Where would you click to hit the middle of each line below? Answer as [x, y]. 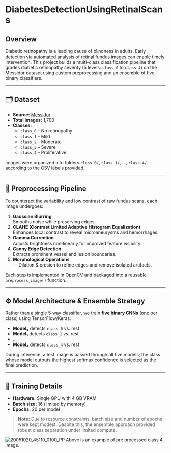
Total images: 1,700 [34, 120]
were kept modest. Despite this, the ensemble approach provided [86, 424]
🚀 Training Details [34, 386]
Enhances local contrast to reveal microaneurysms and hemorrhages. [85, 232]
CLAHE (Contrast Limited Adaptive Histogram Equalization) [77, 227]
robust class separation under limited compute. [67, 430]
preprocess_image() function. [36, 280]
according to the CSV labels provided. [45, 168]
